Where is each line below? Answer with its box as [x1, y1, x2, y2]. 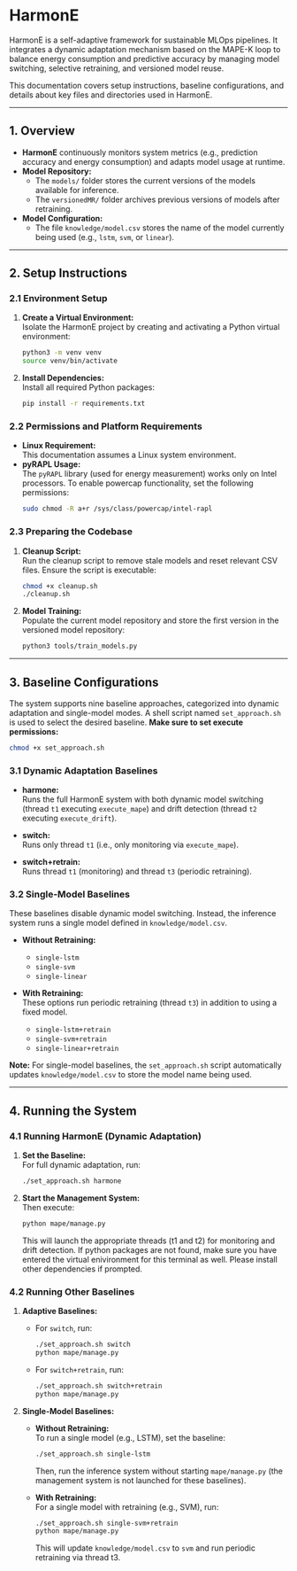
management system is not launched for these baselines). [34, 1474, 247, 1485]
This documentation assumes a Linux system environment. [21, 449, 237, 461]
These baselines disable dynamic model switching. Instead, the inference [9, 908, 277, 919]
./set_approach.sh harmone [21, 1177, 122, 1186]
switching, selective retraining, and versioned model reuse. [9, 63, 225, 74]
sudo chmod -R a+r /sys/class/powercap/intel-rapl [21, 504, 213, 514]
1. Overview [9, 123, 75, 138]
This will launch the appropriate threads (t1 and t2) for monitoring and [21, 1235, 276, 1246]
